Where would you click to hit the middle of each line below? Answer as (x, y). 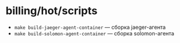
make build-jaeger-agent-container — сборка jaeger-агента (90, 27)
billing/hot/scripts (52, 11)
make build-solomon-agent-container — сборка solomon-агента (94, 33)
